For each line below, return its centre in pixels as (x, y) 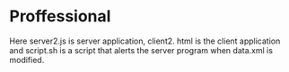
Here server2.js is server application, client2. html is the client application (145, 41)
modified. (27, 60)
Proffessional (60, 16)
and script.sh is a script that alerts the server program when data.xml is (141, 50)
